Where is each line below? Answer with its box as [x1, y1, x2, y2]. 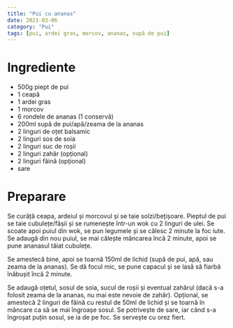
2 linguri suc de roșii [17, 142, 76, 151]
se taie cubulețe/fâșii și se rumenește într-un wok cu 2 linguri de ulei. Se [7, 219, 215, 228]
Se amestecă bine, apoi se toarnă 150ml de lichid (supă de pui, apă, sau [7, 255, 213, 264]
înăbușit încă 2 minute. [7, 270, 73, 278]
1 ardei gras [17, 98, 51, 106]
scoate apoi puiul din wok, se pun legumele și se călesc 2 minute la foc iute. [7, 227, 225, 235]
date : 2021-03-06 [7, 17, 58, 24]
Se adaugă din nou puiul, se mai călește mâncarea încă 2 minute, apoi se [7, 234, 217, 243]
